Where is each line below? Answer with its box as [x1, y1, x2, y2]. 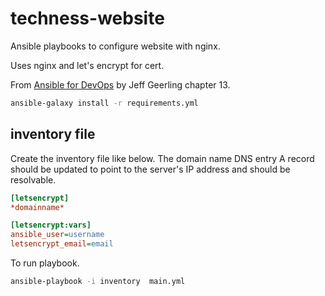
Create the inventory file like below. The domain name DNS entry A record [10, 152, 315, 164]
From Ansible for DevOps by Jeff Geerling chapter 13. [10, 78, 231, 91]
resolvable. [10, 173, 57, 186]
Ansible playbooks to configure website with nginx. [10, 40, 221, 52]
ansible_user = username [10, 230, 105, 240]
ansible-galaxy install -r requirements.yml [10, 98, 199, 108]
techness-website [10, 7, 165, 30]
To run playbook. [10, 257, 80, 269]
